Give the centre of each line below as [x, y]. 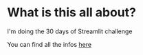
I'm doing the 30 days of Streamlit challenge [70, 31]
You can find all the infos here [49, 44]
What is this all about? [71, 13]
